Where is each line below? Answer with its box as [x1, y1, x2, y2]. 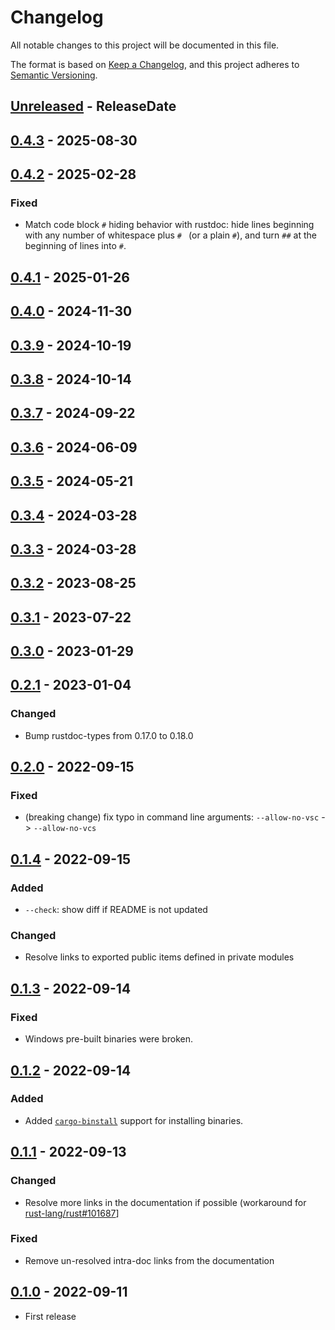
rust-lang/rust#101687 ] [24, 1207, 120, 1219]
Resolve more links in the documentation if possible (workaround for [24, 1196, 307, 1208]
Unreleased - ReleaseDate [10, 98, 177, 115]
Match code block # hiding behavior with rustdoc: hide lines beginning [24, 219, 315, 231]
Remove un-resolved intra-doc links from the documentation [24, 1254, 275, 1266]
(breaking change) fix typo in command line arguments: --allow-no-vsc [24, 811, 320, 823]
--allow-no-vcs [33, 824, 97, 834]
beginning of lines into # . [24, 240, 127, 252]
